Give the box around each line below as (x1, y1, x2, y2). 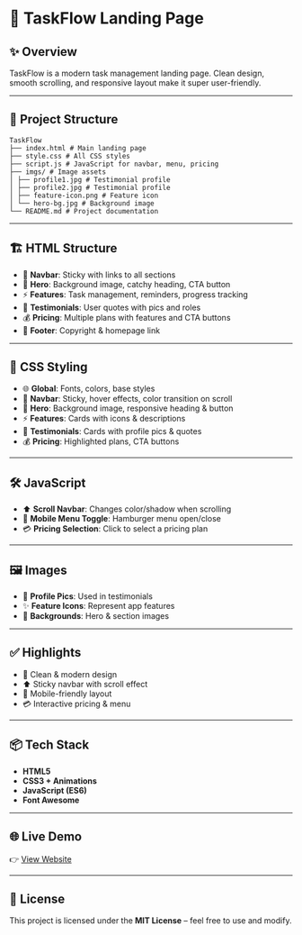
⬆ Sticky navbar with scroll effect (22, 678, 148, 689)
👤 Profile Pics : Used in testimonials (22, 591, 153, 602)
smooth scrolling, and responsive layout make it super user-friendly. (9, 77, 262, 88)
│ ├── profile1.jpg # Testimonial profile (9, 175, 171, 184)
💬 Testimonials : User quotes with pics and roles (22, 302, 201, 313)
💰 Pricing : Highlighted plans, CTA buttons (22, 436, 180, 447)
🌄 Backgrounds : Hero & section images (22, 611, 169, 622)
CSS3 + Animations (22, 775, 97, 786)
